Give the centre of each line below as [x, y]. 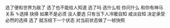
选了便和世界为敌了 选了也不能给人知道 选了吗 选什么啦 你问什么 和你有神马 [84, 7]
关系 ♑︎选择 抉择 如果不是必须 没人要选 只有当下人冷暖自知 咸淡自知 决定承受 [85, 14]
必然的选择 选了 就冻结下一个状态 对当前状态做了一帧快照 [65, 20]
